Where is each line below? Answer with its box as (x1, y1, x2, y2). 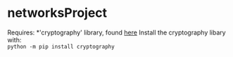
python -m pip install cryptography (7, 43, 115, 50)
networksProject (7, 5, 108, 21)
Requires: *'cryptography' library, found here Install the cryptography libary (7, 28, 227, 37)
